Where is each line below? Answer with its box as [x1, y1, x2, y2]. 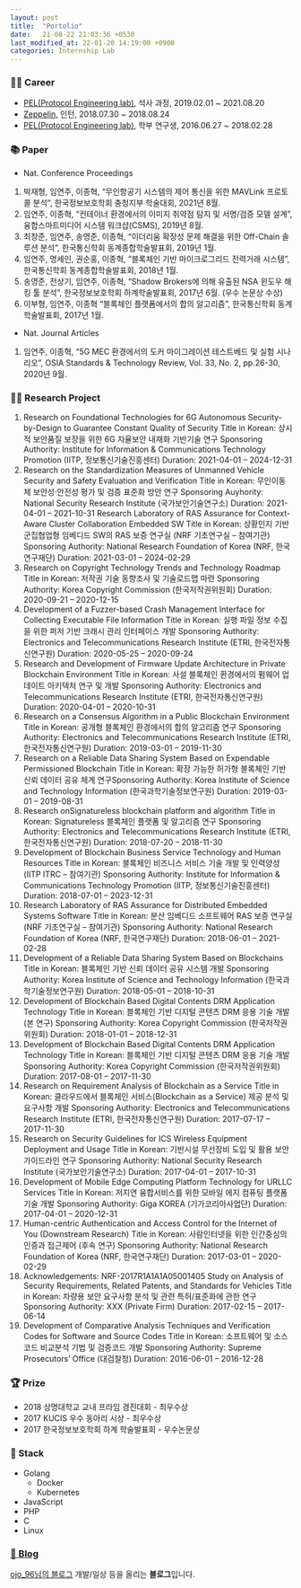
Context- [257, 508, 290, 519]
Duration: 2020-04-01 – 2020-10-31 [22, 701, 156, 712]
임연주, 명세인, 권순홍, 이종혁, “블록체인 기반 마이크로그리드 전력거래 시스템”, [22, 253, 290, 264]
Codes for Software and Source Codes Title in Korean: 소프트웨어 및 [22, 1331, 272, 1342]
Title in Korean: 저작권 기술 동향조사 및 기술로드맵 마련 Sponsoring [22, 573, 260, 584]
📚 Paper [10, 144, 48, 156]
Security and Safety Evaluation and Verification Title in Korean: [22, 475, 255, 486]
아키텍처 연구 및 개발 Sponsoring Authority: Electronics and [47, 680, 262, 692]
